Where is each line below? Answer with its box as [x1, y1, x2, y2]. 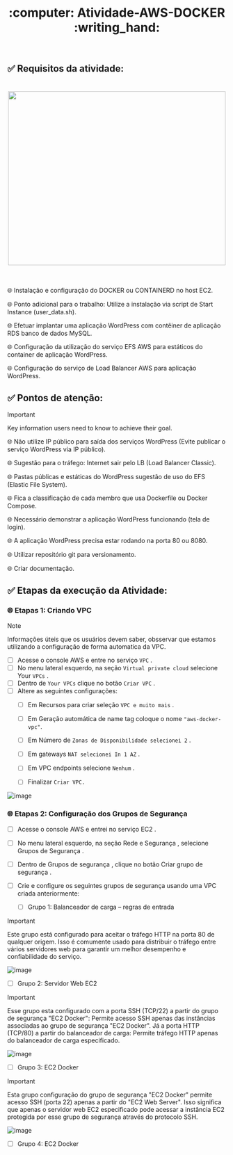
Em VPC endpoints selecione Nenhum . [27, 764, 135, 773]
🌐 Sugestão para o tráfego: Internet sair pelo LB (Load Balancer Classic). [7, 459, 216, 467]
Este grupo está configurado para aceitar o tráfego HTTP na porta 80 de [7, 930, 215, 938]
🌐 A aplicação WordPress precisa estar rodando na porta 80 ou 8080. [7, 537, 208, 545]
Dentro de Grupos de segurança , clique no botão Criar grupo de [17, 860, 203, 869]
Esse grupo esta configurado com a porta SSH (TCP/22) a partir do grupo [7, 1007, 219, 1015]
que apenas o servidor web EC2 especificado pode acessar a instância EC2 [7, 1106, 225, 1114]
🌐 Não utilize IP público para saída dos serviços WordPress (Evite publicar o [7, 437, 226, 446]
